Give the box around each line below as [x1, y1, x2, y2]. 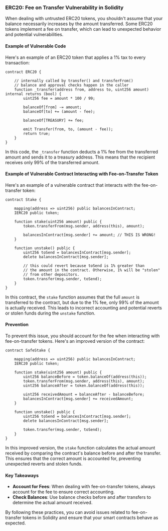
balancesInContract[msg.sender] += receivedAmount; [23, 396, 134, 401]
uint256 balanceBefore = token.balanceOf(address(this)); [23, 374, 147, 379]
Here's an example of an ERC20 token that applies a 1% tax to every [5, 54, 146, 60]
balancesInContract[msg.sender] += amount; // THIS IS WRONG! [23, 232, 156, 238]
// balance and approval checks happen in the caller [14, 83, 129, 88]
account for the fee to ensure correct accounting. [12, 489, 115, 495]
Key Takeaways [5, 472, 39, 478]
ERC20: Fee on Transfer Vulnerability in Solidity [5, 4, 124, 11]
